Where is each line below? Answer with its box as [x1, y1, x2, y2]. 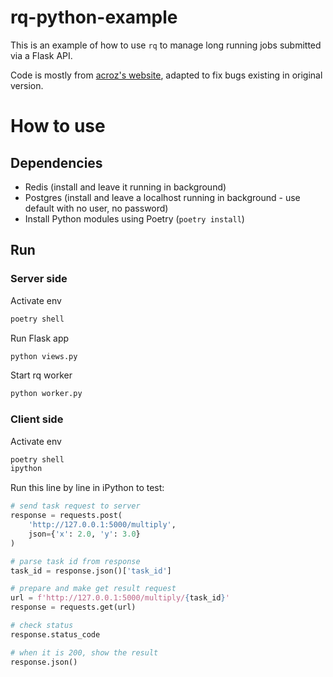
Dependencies [10, 154, 103, 171]
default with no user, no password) [24, 202, 169, 214]
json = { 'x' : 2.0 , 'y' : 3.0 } [28, 529, 141, 539]
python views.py [10, 351, 78, 361]
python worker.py [10, 389, 83, 399]
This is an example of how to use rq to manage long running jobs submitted [10, 39, 322, 51]
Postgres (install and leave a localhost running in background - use [24, 191, 301, 203]
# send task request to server [10, 501, 141, 511]
